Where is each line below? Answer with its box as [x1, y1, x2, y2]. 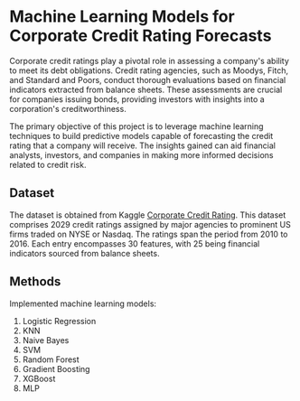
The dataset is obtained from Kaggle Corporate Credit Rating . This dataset [9, 210, 286, 220]
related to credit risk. [9, 159, 87, 170]
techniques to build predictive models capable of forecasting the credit [9, 130, 274, 141]
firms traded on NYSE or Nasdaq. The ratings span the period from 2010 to [9, 228, 288, 239]
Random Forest [22, 354, 80, 365]
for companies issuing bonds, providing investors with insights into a [9, 93, 265, 105]
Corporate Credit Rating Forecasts [9, 25, 272, 46]
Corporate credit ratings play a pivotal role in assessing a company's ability [9, 55, 289, 66]
